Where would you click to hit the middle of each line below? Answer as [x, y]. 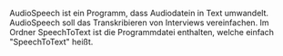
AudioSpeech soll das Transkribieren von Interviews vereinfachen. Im [140, 23]
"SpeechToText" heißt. [51, 42]
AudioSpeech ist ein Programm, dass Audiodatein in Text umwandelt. [139, 13]
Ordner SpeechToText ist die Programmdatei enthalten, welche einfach [142, 32]
